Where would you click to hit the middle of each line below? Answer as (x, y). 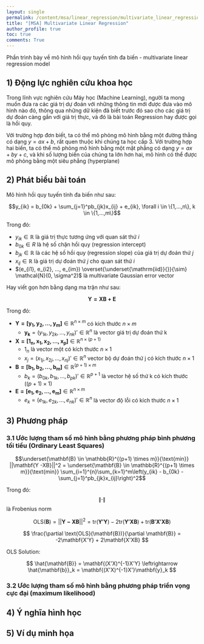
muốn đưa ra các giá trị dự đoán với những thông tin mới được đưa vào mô (99, 104)
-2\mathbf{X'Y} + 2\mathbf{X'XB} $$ (102, 540)
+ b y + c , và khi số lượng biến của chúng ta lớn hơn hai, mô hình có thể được (102, 154)
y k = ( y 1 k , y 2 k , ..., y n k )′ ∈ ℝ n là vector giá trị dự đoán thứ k (96, 333)
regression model (28, 64)
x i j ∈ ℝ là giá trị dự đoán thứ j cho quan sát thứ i (75, 262)
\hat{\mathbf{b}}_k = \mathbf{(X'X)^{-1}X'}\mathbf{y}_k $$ (102, 570)
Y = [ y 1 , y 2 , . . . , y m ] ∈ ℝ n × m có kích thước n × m (76, 324)
